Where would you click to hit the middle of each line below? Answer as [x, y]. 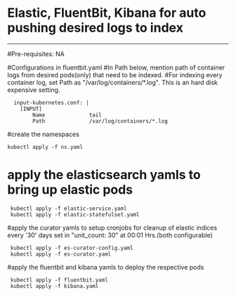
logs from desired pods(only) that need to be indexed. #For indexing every [115, 74]
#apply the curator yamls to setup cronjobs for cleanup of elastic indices [112, 227]
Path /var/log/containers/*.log [100, 121]
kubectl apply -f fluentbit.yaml [59, 280]
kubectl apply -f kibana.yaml [54, 286]
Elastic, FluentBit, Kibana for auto [107, 13]
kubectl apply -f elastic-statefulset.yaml [75, 214]
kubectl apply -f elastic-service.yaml [69, 209]
